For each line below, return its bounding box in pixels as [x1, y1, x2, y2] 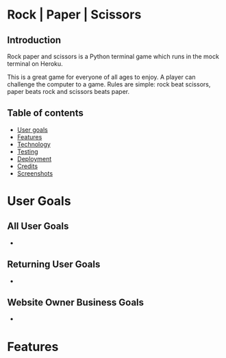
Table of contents [7, 107, 84, 119]
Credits [16, 162, 38, 170]
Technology [16, 140, 51, 148]
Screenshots [16, 169, 53, 178]
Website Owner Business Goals [7, 297, 145, 309]
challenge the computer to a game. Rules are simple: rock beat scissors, [7, 80, 211, 88]
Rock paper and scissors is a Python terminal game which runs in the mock [7, 52, 219, 60]
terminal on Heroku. [7, 60, 63, 68]
